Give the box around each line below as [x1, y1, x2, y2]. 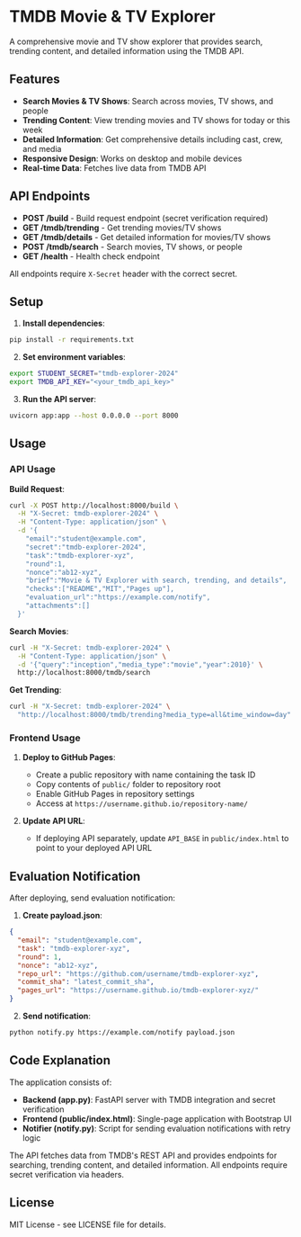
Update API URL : [22, 816, 85, 827]
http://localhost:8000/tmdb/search [17, 668, 151, 677]
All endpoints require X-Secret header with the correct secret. [9, 268, 238, 279]
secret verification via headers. [9, 1169, 124, 1179]
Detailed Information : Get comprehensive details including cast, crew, [22, 133, 283, 145]
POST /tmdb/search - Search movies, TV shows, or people [22, 241, 243, 252]
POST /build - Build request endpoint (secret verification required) [22, 212, 269, 223]
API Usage [9, 463, 56, 476]
